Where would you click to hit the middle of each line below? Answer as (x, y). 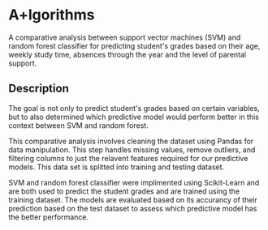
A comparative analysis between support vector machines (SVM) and (125, 37)
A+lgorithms (52, 15)
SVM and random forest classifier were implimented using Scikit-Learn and (134, 182)
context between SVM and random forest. (78, 125)
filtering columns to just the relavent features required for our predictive (128, 158)
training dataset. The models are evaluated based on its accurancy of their (133, 199)
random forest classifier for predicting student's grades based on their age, (134, 45)
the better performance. (49, 217)
